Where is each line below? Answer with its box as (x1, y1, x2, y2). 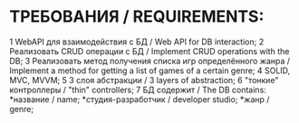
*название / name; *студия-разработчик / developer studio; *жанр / (9, 93, 270, 105)
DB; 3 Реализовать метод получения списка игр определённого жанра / (9, 55, 291, 66)
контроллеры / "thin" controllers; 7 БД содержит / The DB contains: (9, 84, 267, 95)
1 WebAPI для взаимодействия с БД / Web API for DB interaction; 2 (9, 36, 265, 47)
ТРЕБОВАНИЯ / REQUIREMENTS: (9, 6, 265, 27)
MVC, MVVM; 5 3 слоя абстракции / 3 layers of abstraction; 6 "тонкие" (9, 74, 279, 85)
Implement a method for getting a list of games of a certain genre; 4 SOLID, (9, 65, 291, 76)
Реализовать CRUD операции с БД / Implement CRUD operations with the (9, 45, 290, 56)
